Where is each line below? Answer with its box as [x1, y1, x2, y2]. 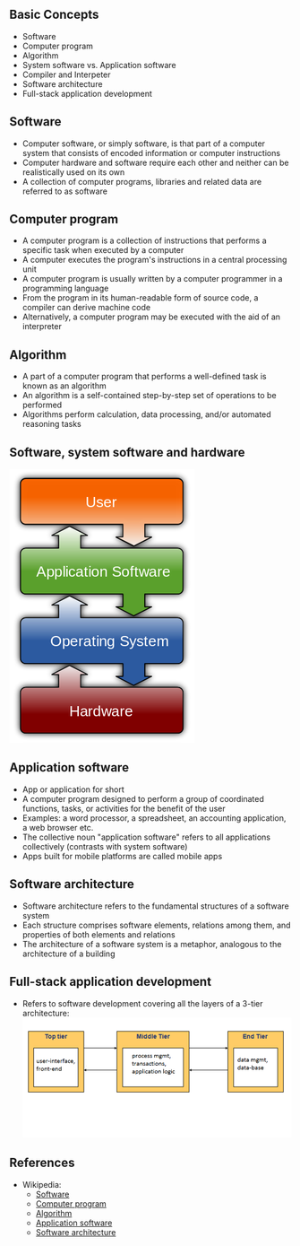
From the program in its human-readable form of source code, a [21, 292, 259, 303]
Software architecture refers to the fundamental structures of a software [21, 901, 289, 911]
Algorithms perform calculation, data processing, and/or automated [21, 409, 271, 420]
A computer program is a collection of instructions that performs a [21, 235, 267, 246]
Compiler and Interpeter [21, 69, 111, 80]
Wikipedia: [21, 1179, 62, 1189]
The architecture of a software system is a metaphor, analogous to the [21, 938, 282, 949]
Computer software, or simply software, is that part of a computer [21, 138, 266, 149]
